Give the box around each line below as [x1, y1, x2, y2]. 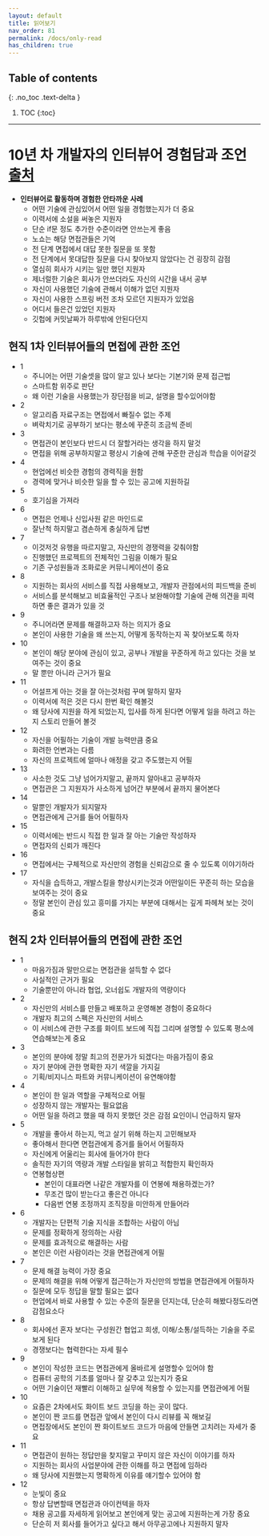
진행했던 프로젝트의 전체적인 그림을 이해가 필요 [31, 552, 178, 561]
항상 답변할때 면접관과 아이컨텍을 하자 [31, 1498, 151, 1508]
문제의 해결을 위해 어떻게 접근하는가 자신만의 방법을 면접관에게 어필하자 [31, 1276, 255, 1285]
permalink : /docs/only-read [8, 34, 102, 42]
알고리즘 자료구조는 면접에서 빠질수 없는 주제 [31, 409, 171, 419]
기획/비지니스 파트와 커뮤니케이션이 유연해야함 [31, 1072, 176, 1081]
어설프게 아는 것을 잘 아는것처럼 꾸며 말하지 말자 [31, 686, 182, 696]
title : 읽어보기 [8, 19, 56, 27]
